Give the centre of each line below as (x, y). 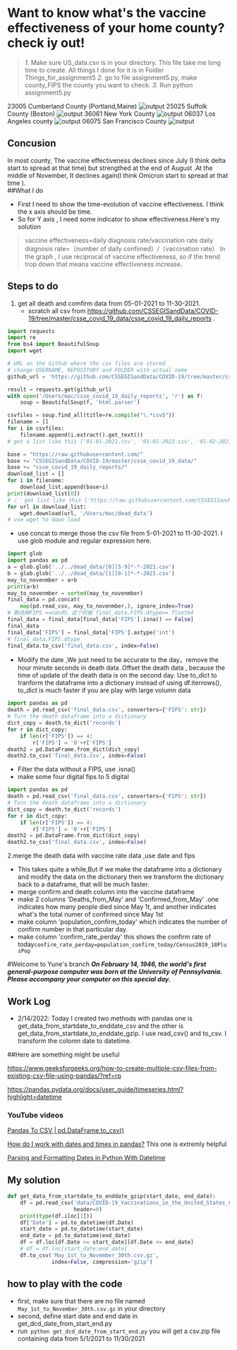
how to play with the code (65, 1284)
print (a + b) (23, 586)
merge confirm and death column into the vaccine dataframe (106, 892)
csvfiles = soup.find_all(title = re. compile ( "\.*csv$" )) (91, 415)
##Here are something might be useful (63, 1054)
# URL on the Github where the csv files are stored (86, 364)
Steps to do (33, 286)
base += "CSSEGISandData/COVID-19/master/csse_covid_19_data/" (102, 461)
